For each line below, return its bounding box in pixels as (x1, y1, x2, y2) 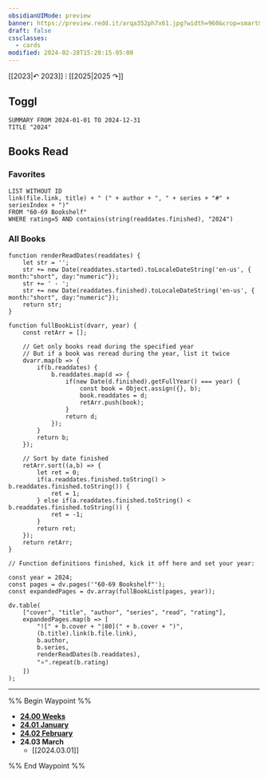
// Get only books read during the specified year (22, 342, 195, 350)
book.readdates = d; (79, 391, 148, 400)
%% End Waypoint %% (8, 760, 85, 770)
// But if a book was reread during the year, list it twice (22, 349, 230, 357)
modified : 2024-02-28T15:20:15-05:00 (8, 49, 134, 57)
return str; (22, 301, 62, 309)
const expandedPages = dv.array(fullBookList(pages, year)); (8, 587, 216, 596)
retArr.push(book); (79, 398, 145, 406)
